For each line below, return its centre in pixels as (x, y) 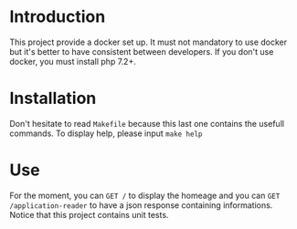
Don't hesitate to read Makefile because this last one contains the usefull (147, 123)
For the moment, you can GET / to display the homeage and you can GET (145, 195)
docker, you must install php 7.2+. (73, 61)
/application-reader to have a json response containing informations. (141, 205)
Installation (53, 99)
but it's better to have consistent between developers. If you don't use (142, 51)
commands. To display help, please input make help (106, 133)
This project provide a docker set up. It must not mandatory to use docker (148, 42)
